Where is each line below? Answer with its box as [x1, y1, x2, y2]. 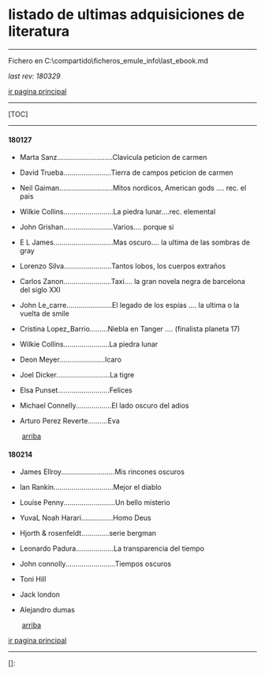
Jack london [19, 590, 61, 599]
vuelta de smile [19, 309, 69, 318]
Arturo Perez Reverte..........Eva [19, 416, 120, 426]
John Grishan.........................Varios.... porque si [19, 222, 174, 232]
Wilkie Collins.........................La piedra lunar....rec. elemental [19, 207, 216, 217]
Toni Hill [19, 575, 47, 584]
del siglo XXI [19, 285, 61, 294]
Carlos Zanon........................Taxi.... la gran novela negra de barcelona [19, 277, 246, 286]
